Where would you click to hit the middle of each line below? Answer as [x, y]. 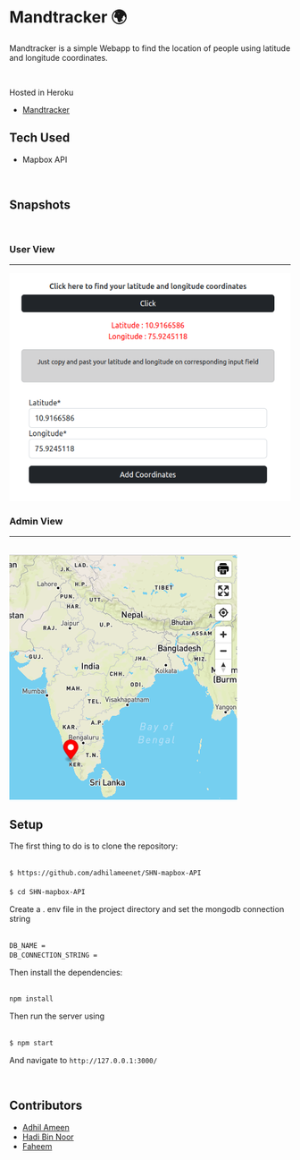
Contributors [46, 1106]
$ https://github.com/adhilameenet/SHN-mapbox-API [105, 874]
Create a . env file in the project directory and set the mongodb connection [147, 908]
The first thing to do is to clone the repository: [94, 846]
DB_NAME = [28, 945]
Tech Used [40, 138]
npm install [31, 999]
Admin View [36, 522]
